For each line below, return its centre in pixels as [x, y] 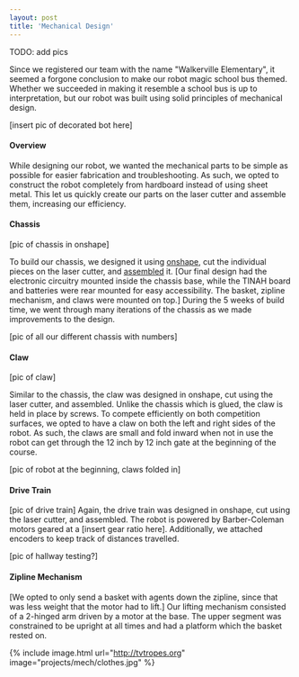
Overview [28, 146]
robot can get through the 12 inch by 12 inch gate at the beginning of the [143, 443]
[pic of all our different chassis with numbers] [93, 336]
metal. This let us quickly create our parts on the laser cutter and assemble [148, 194]
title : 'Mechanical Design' [62, 26]
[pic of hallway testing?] [54, 556]
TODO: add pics [39, 51]
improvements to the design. [62, 319]
